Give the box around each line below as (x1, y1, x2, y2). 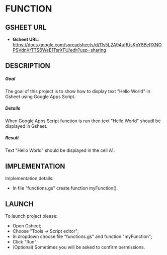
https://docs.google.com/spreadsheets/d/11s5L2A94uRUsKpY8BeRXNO (12, 42, 162, 48)
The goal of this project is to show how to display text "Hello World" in (5, 89, 150, 95)
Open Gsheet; (12, 222, 42, 229)
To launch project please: (5, 213, 58, 219)
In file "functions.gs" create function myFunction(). (12, 185, 118, 191)
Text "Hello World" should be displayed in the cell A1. (5, 147, 115, 153)
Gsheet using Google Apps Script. (5, 94, 76, 100)
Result (5, 134, 19, 141)
